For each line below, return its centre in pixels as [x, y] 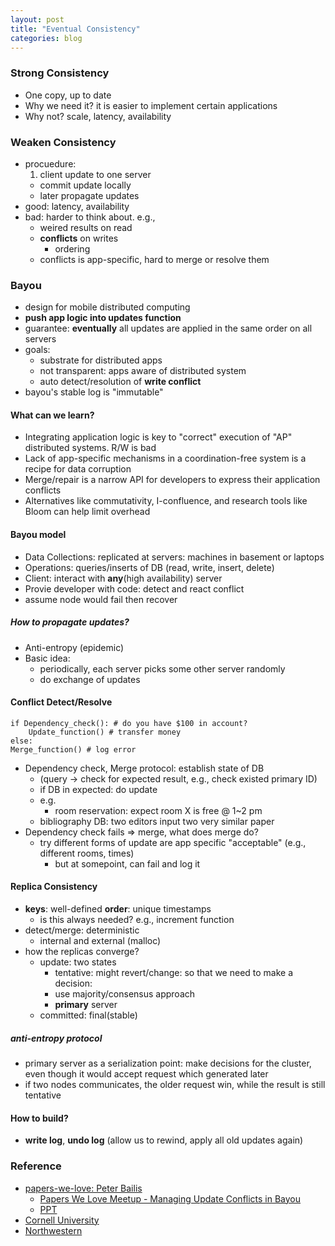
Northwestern [53, 1230]
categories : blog [46, 38]
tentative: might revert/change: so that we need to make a [174, 973]
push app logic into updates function [103, 318]
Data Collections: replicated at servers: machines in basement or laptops [174, 557]
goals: [37, 350]
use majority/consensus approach [125, 994]
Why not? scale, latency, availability [98, 116]
